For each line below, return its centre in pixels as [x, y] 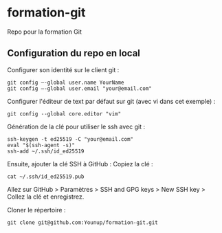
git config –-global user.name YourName [66, 82]
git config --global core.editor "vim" [64, 114]
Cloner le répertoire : [36, 210]
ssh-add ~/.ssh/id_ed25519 [46, 151]
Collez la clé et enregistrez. [46, 197]
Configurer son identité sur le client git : [63, 69]
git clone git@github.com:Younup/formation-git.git [82, 222]
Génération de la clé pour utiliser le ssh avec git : [76, 126]
